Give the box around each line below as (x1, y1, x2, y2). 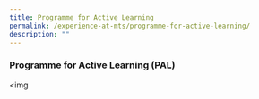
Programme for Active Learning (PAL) (9, 59, 176, 71)
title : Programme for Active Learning (9, 12, 154, 22)
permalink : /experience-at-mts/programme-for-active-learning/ (9, 21, 251, 30)
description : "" (9, 29, 70, 38)
